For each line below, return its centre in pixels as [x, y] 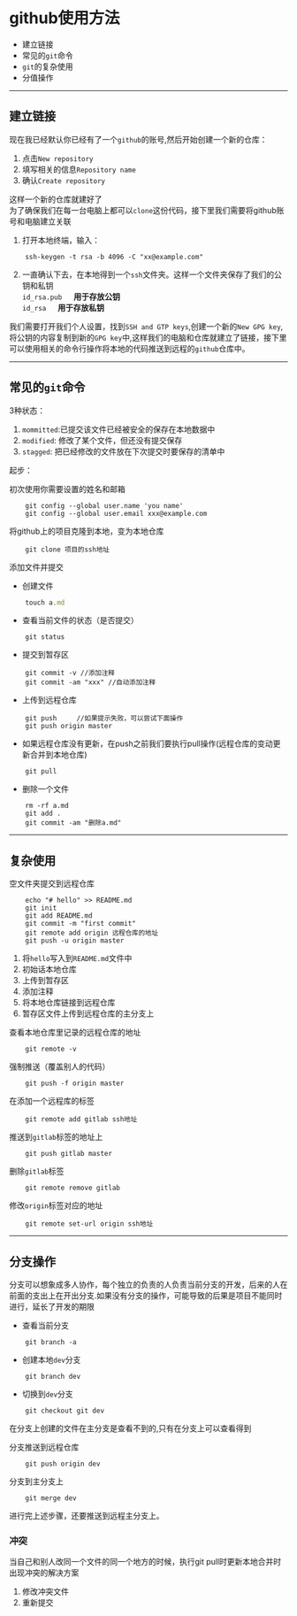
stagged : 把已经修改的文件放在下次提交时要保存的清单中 [123, 451]
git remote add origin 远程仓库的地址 [92, 933]
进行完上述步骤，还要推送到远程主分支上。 [87, 1516]
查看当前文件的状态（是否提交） [80, 620]
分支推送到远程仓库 [44, 1447]
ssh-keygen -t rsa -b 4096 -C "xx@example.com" [114, 257]
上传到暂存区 [45, 981]
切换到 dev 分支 [47, 1394]
